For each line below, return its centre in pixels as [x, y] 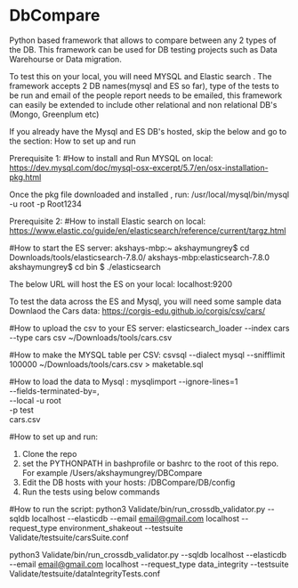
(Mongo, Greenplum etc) [54, 114]
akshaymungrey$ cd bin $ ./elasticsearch [85, 266]
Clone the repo [49, 453]
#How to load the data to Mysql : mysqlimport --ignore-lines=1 [124, 381]
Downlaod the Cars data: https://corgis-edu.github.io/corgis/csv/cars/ [137, 310]
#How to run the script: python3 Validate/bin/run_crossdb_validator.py [137, 509]
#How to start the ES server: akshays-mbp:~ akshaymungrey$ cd [129, 248]
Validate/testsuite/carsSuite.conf [69, 537]
